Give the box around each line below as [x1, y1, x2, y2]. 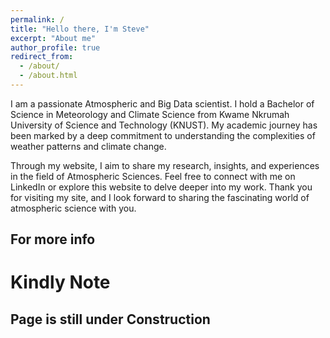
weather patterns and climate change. [10, 140, 167, 152]
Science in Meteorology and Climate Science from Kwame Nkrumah [10, 108, 290, 120]
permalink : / [10, 14, 65, 25]
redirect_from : [10, 52, 74, 62]
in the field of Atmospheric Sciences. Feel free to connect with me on [10, 170, 296, 182]
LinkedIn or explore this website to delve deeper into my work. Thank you [10, 181, 313, 193]
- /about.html [19, 71, 78, 81]
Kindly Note [10, 271, 111, 294]
